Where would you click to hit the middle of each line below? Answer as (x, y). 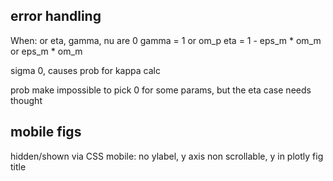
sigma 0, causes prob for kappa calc (85, 70)
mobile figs (46, 132)
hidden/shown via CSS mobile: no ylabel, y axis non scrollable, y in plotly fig (167, 156)
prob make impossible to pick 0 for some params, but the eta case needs (161, 90)
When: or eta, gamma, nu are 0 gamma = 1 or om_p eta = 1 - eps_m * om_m (166, 40)
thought (26, 100)
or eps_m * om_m (46, 51)
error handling (56, 16)
